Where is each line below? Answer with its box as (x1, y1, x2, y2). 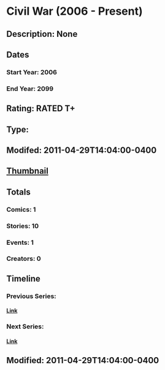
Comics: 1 (6, 205, 36, 214)
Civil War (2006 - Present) (6, 4, 143, 18)
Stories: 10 (6, 222, 39, 230)
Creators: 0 (6, 255, 41, 263)
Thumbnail (6, 166, 49, 176)
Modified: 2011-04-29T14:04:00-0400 (6, 355, 159, 366)
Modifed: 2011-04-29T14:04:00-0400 (6, 145, 157, 155)
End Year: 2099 (6, 84, 54, 93)
